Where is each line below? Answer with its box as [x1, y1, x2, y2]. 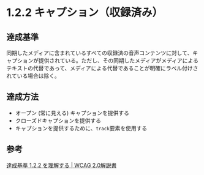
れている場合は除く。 [6, 72, 60, 80]
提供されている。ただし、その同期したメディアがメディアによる [38, 57, 199, 64]
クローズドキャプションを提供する [15, 117, 102, 124]
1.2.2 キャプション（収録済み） [6, 6, 164, 20]
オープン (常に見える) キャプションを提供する [15, 109, 130, 116]
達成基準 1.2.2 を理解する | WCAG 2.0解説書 [6, 162, 117, 169]
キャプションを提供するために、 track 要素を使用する [15, 124, 148, 132]
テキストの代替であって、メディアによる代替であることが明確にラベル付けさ [6, 65, 198, 72]
